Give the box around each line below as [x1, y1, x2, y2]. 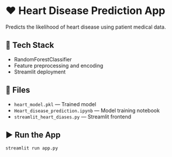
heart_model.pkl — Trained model [13, 100, 97, 107]
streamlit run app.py [5, 145, 59, 151]
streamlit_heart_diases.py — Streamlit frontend [13, 113, 132, 120]
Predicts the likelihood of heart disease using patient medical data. [5, 23, 166, 30]
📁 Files [5, 85, 30, 95]
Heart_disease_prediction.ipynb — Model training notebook [13, 107, 160, 114]
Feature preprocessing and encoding [13, 62, 104, 69]
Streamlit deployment [13, 68, 66, 75]
